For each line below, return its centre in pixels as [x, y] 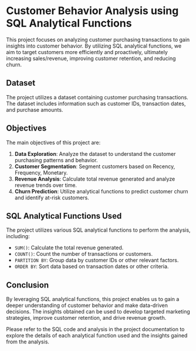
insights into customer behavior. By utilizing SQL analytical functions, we [94, 46]
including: [18, 236]
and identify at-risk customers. [52, 198]
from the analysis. [28, 342]
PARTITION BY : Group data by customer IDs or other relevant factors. [97, 260]
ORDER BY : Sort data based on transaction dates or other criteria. [92, 266]
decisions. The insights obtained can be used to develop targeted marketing [98, 312]
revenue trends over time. [46, 185]
